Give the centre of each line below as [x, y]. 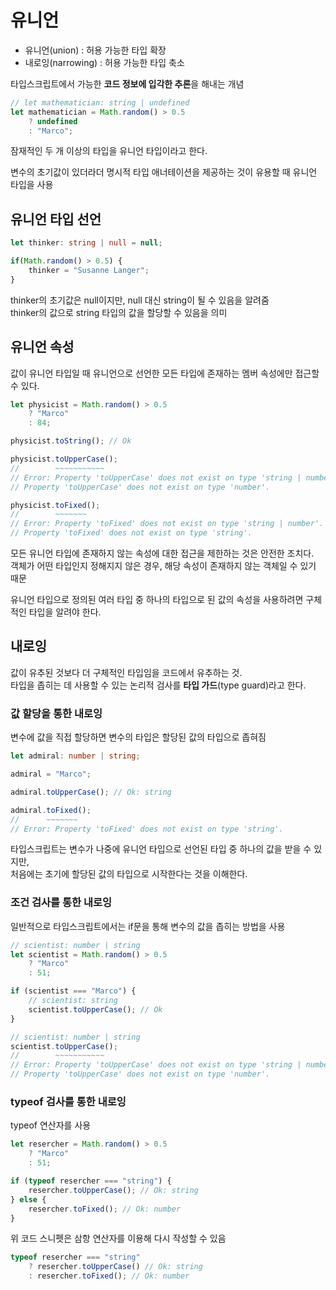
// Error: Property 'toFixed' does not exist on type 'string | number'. [167, 524]
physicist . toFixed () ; [55, 505]
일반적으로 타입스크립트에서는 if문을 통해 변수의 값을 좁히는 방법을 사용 [148, 926]
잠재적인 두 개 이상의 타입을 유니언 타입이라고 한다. [109, 151]
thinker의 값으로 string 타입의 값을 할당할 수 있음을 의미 [119, 312]
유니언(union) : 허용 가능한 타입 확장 [95, 50]
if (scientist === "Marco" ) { [73, 991]
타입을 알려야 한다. [65, 612]
